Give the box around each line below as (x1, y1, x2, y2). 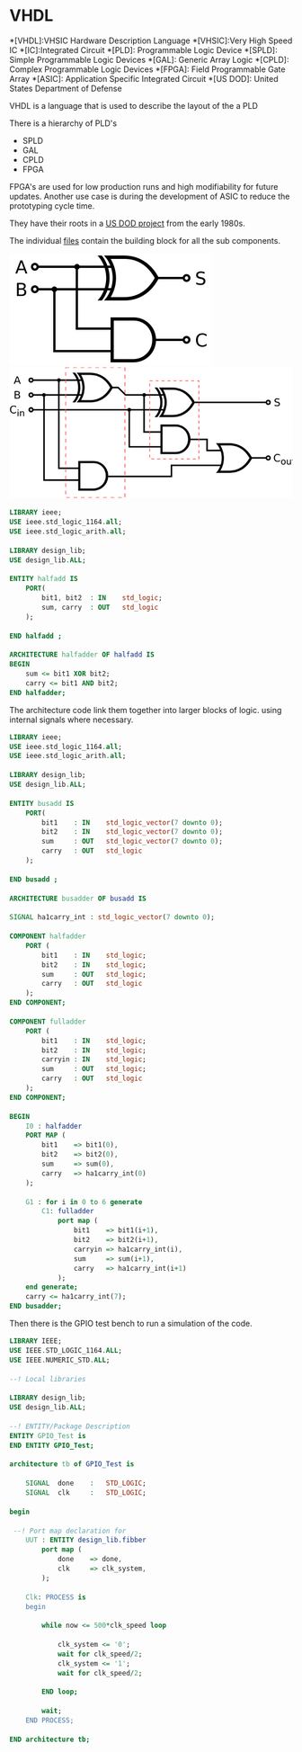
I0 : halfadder (25, 1122, 83, 1131)
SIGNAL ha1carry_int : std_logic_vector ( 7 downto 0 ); (9, 913, 216, 922)
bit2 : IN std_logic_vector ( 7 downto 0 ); (41, 827, 223, 836)
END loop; (41, 1687, 78, 1696)
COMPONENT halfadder (9, 932, 87, 941)
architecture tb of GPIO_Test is (9, 1460, 135, 1469)
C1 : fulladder (41, 1207, 94, 1216)
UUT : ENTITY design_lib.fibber (25, 1535, 147, 1545)
